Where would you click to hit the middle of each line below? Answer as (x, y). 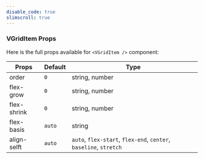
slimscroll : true (28, 18)
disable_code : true (31, 12)
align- (18, 139)
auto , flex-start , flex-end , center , (121, 139)
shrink (18, 112)
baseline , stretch (97, 147)
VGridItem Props (31, 39)
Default (55, 67)
